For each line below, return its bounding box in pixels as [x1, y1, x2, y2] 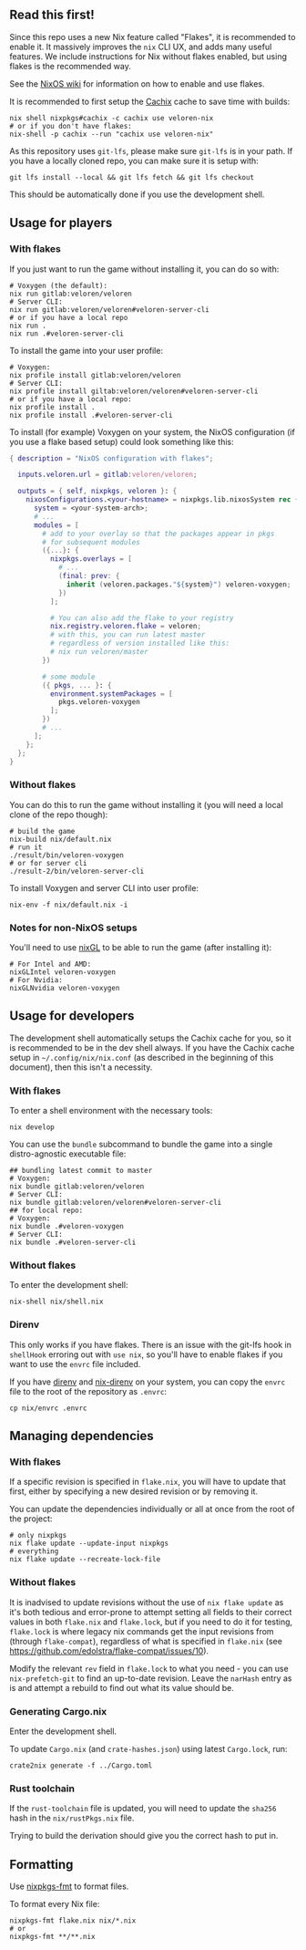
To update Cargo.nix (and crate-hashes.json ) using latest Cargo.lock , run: [9, 1743, 289, 1754]
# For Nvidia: [9, 975, 64, 984]
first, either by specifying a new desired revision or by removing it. [9, 1486, 258, 1497]
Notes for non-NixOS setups [9, 921, 138, 934]
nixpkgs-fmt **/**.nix [9, 1933, 96, 1942]
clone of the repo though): [9, 809, 108, 820]
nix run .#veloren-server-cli [9, 328, 125, 338]
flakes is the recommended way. [9, 60, 132, 71]
